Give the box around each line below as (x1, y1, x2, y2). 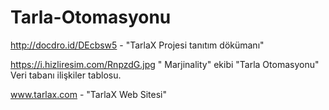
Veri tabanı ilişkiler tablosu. (10, 69, 122, 81)
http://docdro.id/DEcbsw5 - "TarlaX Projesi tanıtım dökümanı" (10, 39, 265, 51)
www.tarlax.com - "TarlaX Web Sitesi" (10, 88, 167, 100)
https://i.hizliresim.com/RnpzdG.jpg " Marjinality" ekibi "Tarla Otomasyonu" (10, 58, 320, 70)
